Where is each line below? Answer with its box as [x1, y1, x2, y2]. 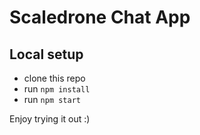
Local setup [9, 46, 84, 63]
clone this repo [23, 72, 86, 84]
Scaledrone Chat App [9, 6, 191, 29]
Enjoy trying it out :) [9, 113, 91, 125]
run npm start [23, 94, 81, 105]
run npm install [23, 83, 91, 95]
